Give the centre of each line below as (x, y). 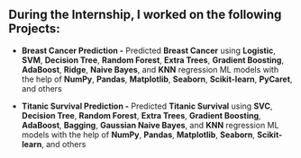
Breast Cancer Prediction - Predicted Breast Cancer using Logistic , (148, 50)
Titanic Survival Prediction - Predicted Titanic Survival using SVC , (147, 106)
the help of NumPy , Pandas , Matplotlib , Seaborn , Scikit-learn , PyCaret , (157, 79)
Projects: (34, 29)
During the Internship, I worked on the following (145, 15)
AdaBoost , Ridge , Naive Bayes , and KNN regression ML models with (150, 69)
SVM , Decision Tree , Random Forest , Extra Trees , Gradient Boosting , (153, 60)
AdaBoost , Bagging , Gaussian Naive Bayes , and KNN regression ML (150, 125)
